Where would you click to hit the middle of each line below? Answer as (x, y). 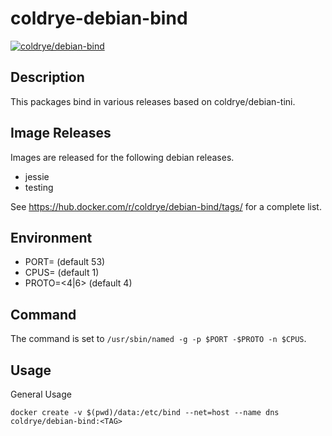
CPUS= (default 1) (62, 273)
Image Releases (61, 133)
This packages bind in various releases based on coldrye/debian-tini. (153, 101)
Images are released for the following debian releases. (122, 157)
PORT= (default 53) (65, 262)
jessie (37, 176)
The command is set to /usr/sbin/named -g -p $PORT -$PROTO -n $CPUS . (158, 339)
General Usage (41, 394)
